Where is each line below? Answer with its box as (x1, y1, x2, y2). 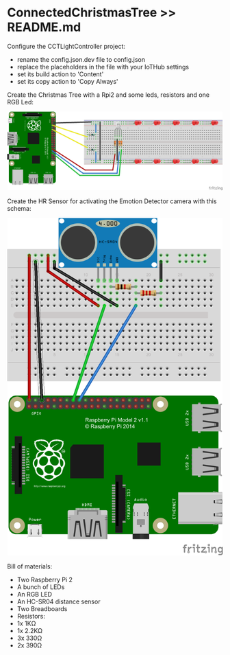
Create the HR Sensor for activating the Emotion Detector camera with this (7, 197, 217, 205)
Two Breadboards (16, 605, 68, 613)
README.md (7, 19, 81, 35)
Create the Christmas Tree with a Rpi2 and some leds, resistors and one (7, 91, 210, 99)
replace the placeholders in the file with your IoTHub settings (16, 62, 190, 71)
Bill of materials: (7, 562, 53, 571)
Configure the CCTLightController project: (7, 42, 125, 50)
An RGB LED (16, 590, 53, 599)
